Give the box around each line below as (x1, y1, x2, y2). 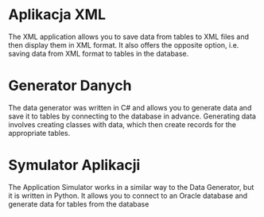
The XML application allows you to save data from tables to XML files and (8, 32, 249, 41)
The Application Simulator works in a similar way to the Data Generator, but (8, 182, 254, 192)
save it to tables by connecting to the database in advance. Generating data (8, 111, 257, 121)
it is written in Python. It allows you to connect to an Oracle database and (8, 191, 248, 200)
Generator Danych (8, 77, 132, 95)
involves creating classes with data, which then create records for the (8, 119, 237, 129)
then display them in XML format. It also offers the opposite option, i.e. (8, 40, 239, 49)
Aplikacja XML (8, 6, 106, 24)
